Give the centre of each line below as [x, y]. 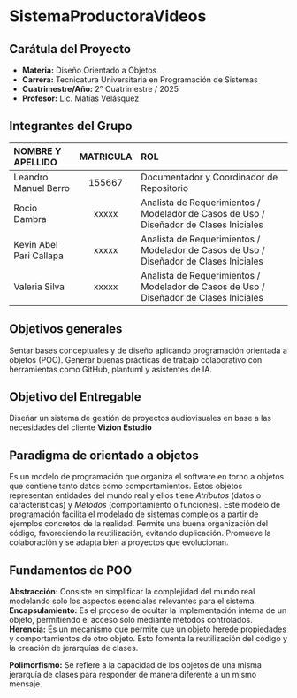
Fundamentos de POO [71, 570]
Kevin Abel [36, 244]
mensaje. [26, 684]
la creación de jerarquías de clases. [74, 648]
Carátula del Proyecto [70, 49]
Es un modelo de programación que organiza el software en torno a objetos [147, 477]
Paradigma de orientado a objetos [104, 455]
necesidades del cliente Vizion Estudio [80, 427]
